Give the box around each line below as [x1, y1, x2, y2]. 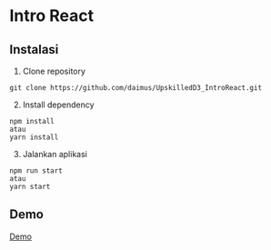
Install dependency [22, 99, 95, 110]
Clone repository [22, 65, 86, 76]
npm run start [9, 166, 64, 175]
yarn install [9, 133, 59, 142]
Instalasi [9, 42, 59, 57]
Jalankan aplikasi [22, 149, 88, 159]
